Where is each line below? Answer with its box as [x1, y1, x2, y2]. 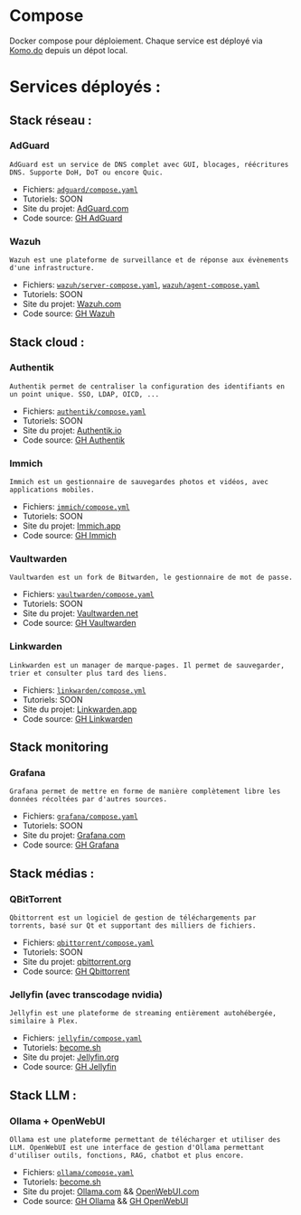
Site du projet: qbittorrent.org [22, 957, 132, 967]
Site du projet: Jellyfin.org [22, 1051, 119, 1062]
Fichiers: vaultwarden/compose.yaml [22, 589, 155, 600]
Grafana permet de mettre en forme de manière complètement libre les [9, 787, 281, 796]
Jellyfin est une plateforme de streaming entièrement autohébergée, [9, 1009, 277, 1018]
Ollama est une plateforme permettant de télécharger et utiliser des [9, 1136, 281, 1145]
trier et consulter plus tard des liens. [9, 668, 168, 678]
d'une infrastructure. [9, 264, 95, 273]
